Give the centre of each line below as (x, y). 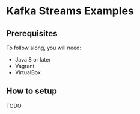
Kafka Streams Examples (70, 11)
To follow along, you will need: (44, 48)
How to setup (32, 91)
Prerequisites (32, 33)
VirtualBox (28, 72)
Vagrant (25, 66)
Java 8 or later (33, 59)
